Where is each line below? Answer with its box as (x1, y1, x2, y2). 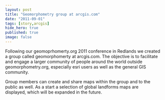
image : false (5, 35, 32, 40)
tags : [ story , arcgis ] (5, 21, 50, 26)
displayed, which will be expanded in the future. (5, 89, 102, 95)
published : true (5, 30, 38, 35)
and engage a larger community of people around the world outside (5, 59, 143, 65)
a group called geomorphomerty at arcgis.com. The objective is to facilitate (5, 53, 158, 59)
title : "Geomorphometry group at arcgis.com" (5, 12, 100, 17)
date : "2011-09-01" (5, 16, 45, 21)
